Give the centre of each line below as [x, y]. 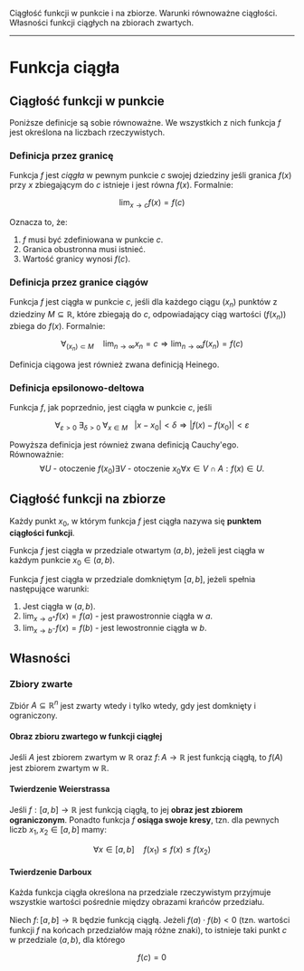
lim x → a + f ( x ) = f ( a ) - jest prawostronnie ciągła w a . [118, 617]
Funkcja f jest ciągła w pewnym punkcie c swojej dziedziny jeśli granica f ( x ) [151, 175]
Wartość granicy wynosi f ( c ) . [76, 259]
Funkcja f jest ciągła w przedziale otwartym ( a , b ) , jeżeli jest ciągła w [137, 550]
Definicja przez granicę [62, 156]
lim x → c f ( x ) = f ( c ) [152, 204]
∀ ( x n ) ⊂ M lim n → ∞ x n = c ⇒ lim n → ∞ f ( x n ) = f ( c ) [152, 345]
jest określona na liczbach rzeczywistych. [87, 132]
